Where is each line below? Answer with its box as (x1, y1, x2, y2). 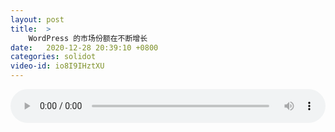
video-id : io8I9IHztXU (10, 61, 105, 71)
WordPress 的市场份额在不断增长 (28, 33, 148, 43)
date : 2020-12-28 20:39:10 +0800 (10, 42, 159, 53)
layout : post (10, 14, 65, 25)
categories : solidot (10, 52, 97, 62)
